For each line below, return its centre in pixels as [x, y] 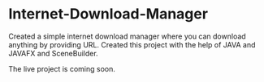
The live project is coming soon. [62, 68]
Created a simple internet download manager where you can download [127, 36]
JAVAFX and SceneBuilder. [54, 53]
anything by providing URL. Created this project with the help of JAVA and [132, 44]
